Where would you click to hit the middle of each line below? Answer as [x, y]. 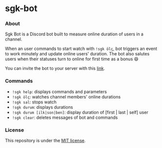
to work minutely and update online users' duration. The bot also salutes [77, 54]
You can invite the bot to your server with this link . [55, 68]
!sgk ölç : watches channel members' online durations [66, 97]
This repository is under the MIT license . [45, 141]
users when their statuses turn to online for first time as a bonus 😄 [72, 59]
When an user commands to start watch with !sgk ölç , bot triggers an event [81, 49]
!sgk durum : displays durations [42, 107]
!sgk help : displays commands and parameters [59, 91]
